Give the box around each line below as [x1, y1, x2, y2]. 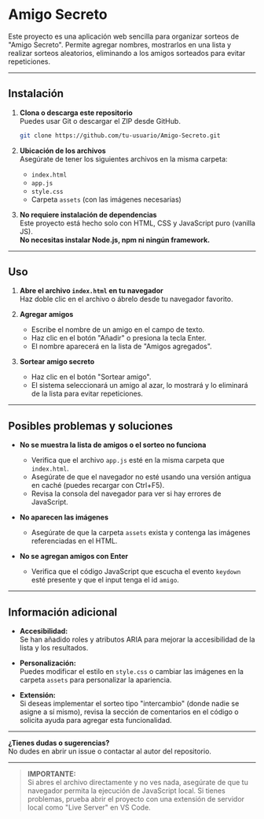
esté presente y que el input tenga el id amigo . [31, 575, 179, 585]
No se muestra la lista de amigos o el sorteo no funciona [19, 440, 207, 450]
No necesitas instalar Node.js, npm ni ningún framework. [19, 235, 211, 244]
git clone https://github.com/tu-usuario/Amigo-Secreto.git [19, 132, 221, 140]
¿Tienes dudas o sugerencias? [8, 739, 110, 748]
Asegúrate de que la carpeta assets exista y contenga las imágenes [31, 528, 251, 538]
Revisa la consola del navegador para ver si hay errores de [31, 489, 222, 498]
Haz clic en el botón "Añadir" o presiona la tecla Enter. [31, 333, 207, 343]
